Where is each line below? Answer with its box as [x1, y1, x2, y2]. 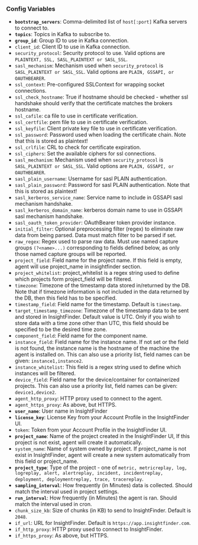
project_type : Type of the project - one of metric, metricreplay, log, [14, 464, 187, 471]
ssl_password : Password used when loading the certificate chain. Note [14, 131, 186, 138]
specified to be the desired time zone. [14, 326, 108, 333]
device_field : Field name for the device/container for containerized [14, 376, 180, 383]
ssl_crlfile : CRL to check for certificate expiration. [14, 144, 141, 151]
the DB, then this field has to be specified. [14, 294, 117, 301]
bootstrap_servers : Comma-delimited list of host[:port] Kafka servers [14, 18, 187, 25]
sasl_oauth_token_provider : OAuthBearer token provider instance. [14, 219, 176, 226]
